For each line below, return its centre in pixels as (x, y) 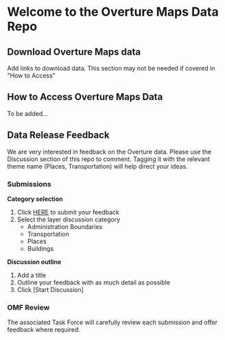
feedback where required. (44, 330)
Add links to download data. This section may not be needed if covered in (111, 68)
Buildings (40, 248)
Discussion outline (34, 262)
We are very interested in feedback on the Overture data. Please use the (109, 151)
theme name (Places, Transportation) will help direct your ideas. (97, 166)
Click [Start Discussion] (50, 289)
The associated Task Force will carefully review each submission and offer (113, 322)
